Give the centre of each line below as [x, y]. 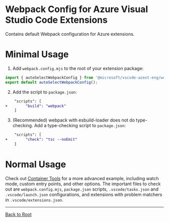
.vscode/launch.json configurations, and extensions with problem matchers [84, 194]
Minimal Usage [37, 54]
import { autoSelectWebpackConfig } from [49, 77]
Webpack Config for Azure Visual [77, 9]
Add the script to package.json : [45, 92]
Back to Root [18, 214]
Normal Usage [36, 164]
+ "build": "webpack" [36, 106]
